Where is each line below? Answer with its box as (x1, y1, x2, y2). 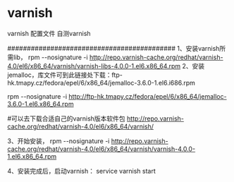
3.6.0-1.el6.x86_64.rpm (7, 99, 74, 108)
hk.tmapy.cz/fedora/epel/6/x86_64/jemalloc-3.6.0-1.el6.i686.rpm (7, 78, 195, 87)
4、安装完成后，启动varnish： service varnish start (7, 166, 156, 175)
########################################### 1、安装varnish (7, 44, 220, 52)
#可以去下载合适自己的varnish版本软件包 (7, 114, 125, 123)
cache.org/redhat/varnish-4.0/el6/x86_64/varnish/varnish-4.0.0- (7, 145, 196, 153)
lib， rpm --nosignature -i (13, 53, 88, 61)
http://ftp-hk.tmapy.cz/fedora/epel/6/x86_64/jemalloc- (68, 92, 227, 100)
